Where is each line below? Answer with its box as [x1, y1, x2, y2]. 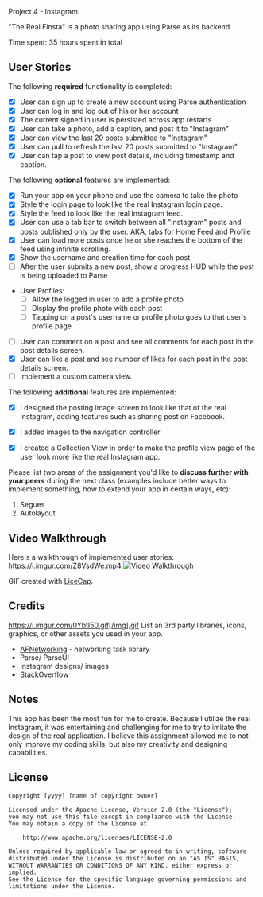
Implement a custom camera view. [19, 371, 133, 381]
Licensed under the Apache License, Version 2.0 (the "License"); [8, 806, 233, 814]
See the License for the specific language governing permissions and [8, 875, 247, 883]
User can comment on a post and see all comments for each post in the [19, 336, 254, 346]
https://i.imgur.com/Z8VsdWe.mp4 [8, 561, 122, 571]
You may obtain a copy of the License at [8, 819, 148, 828]
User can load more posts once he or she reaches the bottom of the [19, 235, 242, 245]
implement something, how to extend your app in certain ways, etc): [8, 484, 231, 494]
